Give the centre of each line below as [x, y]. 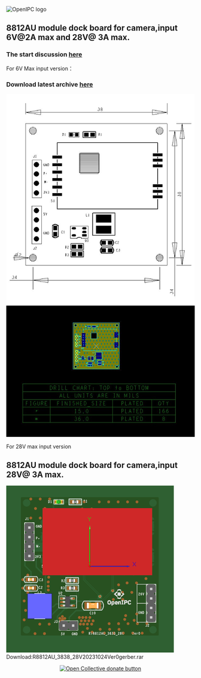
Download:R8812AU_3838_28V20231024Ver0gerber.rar [75, 657]
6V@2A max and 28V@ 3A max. [68, 37]
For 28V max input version [39, 446]
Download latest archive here [50, 84]
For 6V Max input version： [40, 68]
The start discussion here [44, 55]
